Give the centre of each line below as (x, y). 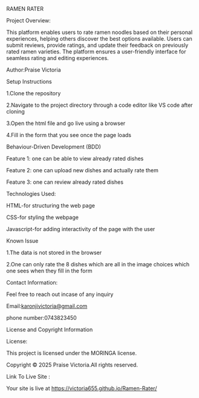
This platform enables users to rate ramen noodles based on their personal (99, 32)
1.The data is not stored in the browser (54, 252)
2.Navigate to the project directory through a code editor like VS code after (99, 105)
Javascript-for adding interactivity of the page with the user (81, 229)
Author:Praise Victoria (34, 70)
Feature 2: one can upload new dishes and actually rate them (83, 170)
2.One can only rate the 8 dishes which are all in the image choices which (98, 264)
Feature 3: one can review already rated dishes (65, 182)
